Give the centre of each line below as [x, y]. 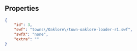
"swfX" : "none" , [31, 35]
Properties [22, 8]
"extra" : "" [26, 39]
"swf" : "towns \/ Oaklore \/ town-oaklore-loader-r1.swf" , [73, 30]
